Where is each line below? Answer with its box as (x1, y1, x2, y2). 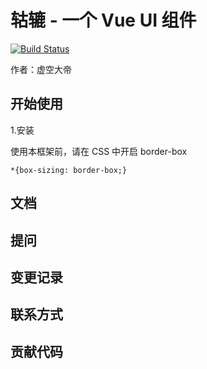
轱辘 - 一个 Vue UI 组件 (10, 9, 197, 32)
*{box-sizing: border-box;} (10, 165, 128, 175)
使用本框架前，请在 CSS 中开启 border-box (10, 145, 188, 157)
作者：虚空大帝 (10, 63, 72, 75)
